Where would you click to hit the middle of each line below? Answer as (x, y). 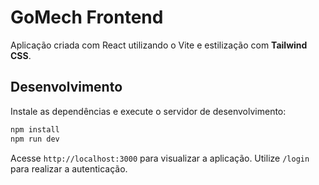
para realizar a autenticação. (69, 168)
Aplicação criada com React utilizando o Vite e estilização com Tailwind (159, 45)
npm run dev (35, 139)
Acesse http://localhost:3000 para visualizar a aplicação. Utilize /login (160, 158)
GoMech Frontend (87, 17)
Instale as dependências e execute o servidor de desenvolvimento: (148, 111)
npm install (35, 129)
